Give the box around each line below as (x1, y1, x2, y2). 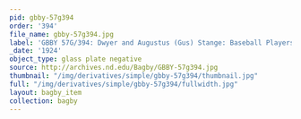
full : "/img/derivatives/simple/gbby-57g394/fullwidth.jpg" (9, 80, 239, 89)
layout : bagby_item (9, 88, 82, 97)
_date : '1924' (9, 47, 63, 55)
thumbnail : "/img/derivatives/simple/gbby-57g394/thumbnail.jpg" (9, 72, 258, 81)
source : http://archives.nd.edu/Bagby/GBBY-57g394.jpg (9, 64, 219, 72)
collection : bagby (9, 96, 78, 106)
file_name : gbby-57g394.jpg (9, 30, 115, 38)
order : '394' (9, 21, 58, 30)
